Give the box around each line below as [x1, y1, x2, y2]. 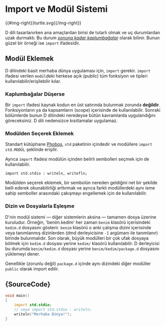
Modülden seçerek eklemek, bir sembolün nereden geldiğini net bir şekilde [5, 180, 158, 186]
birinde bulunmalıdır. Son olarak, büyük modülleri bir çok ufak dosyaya [5, 235, 149, 241]
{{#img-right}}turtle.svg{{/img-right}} [5, 20, 82, 26]
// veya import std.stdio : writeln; [14, 307, 92, 312]
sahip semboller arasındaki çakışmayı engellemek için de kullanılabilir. [5, 190, 147, 196]
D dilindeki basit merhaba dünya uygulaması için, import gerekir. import [5, 67, 151, 73]
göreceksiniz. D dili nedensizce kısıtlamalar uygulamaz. [5, 118, 118, 124]
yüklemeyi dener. [5, 251, 41, 257]
